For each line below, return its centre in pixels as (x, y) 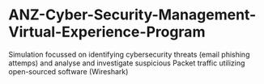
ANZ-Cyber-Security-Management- (132, 15)
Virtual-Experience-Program (107, 32)
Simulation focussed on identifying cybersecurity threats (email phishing (129, 54)
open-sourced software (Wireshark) (68, 71)
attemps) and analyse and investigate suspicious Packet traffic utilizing (127, 63)
